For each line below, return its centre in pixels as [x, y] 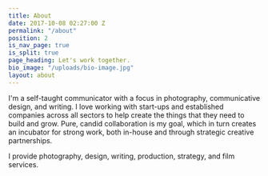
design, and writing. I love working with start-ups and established [116, 106]
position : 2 [28, 38]
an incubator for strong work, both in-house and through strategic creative [131, 132]
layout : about [32, 75]
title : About [30, 16]
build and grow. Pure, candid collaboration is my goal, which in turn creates [132, 123]
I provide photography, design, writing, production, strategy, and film [122, 156]
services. [23, 164]
